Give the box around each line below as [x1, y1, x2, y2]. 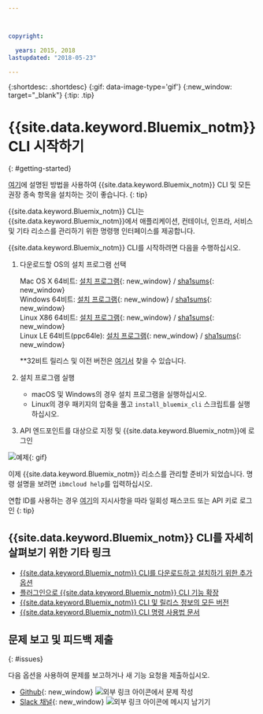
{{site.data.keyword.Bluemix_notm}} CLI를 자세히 [8, 531, 254, 544]
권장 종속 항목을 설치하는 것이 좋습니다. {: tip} [8, 190, 148, 199]
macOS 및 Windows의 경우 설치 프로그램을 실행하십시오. [31, 390, 207, 399]
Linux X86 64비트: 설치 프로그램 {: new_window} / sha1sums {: [19, 313, 215, 323]
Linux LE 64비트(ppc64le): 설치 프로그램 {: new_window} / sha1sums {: [19, 331, 242, 341]
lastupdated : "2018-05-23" [8, 54, 97, 61]
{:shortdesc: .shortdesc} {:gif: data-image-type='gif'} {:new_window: [8, 82, 232, 91]
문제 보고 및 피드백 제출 [8, 633, 114, 646]
